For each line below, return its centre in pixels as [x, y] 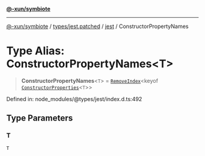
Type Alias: [36, 51]
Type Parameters [40, 118]
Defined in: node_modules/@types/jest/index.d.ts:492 [74, 99]
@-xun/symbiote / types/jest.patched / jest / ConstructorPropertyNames [98, 26]
